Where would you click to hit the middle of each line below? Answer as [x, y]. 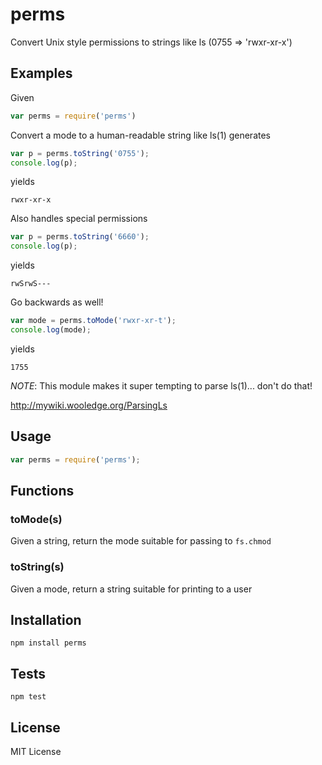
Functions [42, 490]
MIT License [36, 751]
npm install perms [48, 643]
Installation [46, 619]
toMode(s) [36, 519]
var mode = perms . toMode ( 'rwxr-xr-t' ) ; [93, 321]
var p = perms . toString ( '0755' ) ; [80, 153]
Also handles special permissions [79, 219]
